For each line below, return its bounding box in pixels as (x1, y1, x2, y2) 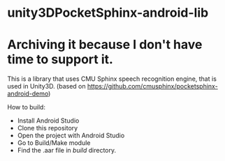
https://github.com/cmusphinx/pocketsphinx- (87, 82, 218, 91)
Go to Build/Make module (17, 139, 91, 147)
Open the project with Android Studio (17, 131, 125, 140)
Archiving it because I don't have (7, 37, 203, 53)
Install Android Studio (17, 116, 80, 125)
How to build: (7, 103, 45, 112)
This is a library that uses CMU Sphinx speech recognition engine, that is (7, 75, 217, 83)
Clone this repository (17, 124, 78, 132)
